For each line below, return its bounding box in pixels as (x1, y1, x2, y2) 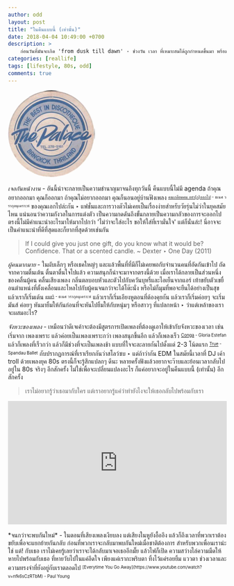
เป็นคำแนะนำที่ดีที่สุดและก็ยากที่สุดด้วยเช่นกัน (8, 225, 110, 234)
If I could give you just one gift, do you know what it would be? (24, 239, 204, 247)
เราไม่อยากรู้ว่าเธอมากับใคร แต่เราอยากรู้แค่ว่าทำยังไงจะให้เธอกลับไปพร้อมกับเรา (24, 386, 204, 395)
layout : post (8, 18, 46, 26)
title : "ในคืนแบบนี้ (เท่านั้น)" (8, 26, 81, 33)
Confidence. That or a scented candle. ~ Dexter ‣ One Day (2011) (24, 247, 212, 255)
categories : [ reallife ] (8, 56, 77, 63)
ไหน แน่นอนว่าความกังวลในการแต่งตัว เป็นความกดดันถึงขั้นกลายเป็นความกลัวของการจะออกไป (8, 209, 222, 218)
